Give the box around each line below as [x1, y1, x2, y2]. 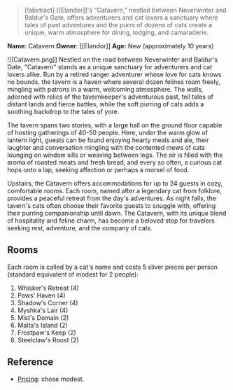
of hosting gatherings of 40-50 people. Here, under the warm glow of [7, 129, 209, 137]
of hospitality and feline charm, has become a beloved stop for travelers [7, 216, 215, 225]
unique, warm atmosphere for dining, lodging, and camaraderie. [24, 28, 209, 36]
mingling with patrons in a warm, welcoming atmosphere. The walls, [7, 85, 204, 93]
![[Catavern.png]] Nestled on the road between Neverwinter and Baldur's [7, 55, 218, 64]
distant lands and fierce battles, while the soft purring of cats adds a [7, 100, 204, 108]
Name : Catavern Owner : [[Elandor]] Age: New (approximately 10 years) [7, 42, 214, 50]
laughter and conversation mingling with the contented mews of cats [7, 144, 205, 151]
